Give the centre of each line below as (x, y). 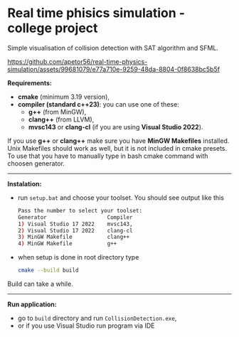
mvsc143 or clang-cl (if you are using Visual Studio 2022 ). (116, 127)
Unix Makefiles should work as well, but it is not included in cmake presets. (117, 148)
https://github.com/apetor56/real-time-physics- (78, 61)
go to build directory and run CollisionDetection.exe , (97, 319)
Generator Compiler (75, 217)
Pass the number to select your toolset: (80, 210)
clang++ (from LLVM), (61, 119)
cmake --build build (48, 271)
